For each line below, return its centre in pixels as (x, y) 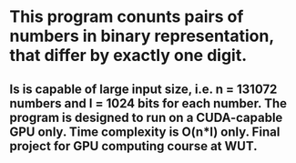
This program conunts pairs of (127, 17)
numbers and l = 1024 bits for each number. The (148, 103)
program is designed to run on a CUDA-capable (146, 117)
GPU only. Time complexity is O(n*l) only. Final (145, 132)
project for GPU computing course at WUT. (133, 146)
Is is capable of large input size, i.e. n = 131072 (143, 89)
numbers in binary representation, (142, 36)
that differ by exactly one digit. (128, 56)
